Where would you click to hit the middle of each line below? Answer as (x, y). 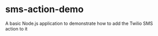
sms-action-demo (45, 9)
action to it (17, 28)
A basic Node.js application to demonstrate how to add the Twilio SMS (79, 23)
